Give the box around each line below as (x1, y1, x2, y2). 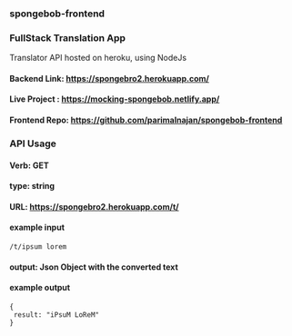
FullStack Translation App (9, 31, 126, 44)
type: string (9, 181, 55, 192)
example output (9, 282, 71, 293)
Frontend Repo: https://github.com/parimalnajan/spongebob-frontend (9, 114, 283, 125)
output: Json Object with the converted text (9, 262, 179, 272)
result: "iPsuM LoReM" (13, 310, 100, 320)
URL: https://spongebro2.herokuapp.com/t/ (9, 201, 179, 212)
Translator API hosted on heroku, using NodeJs (9, 53, 187, 64)
